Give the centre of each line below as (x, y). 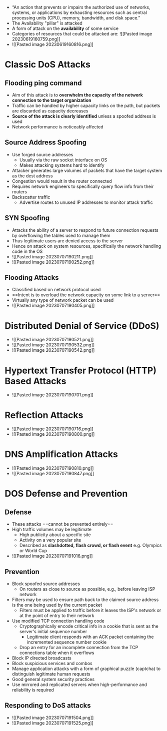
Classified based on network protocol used (56, 290)
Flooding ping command (43, 83)
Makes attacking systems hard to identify (62, 165)
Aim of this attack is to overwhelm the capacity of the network (77, 95)
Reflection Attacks (44, 415)
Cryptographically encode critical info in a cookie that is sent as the (89, 626)
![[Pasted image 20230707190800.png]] (53, 434)
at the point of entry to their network (57, 616)
